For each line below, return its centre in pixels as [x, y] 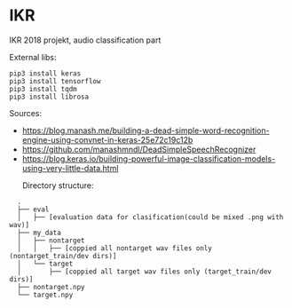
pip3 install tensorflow [55, 81]
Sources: [26, 113]
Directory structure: [58, 185]
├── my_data [39, 233]
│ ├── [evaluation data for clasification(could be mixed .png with [150, 217]
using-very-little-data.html [70, 168]
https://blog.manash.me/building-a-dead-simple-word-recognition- [146, 130]
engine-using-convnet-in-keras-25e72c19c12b [107, 139]
